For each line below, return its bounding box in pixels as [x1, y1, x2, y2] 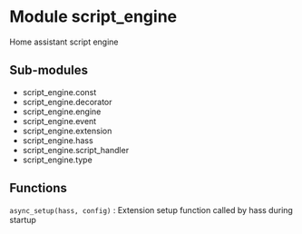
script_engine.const [22, 86, 97, 97]
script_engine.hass [22, 134, 93, 146]
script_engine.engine [22, 106, 102, 117]
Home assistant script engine [9, 36, 120, 47]
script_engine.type [22, 154, 93, 165]
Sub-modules [9, 63, 89, 78]
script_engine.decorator [22, 96, 112, 107]
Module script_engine [9, 6, 178, 27]
